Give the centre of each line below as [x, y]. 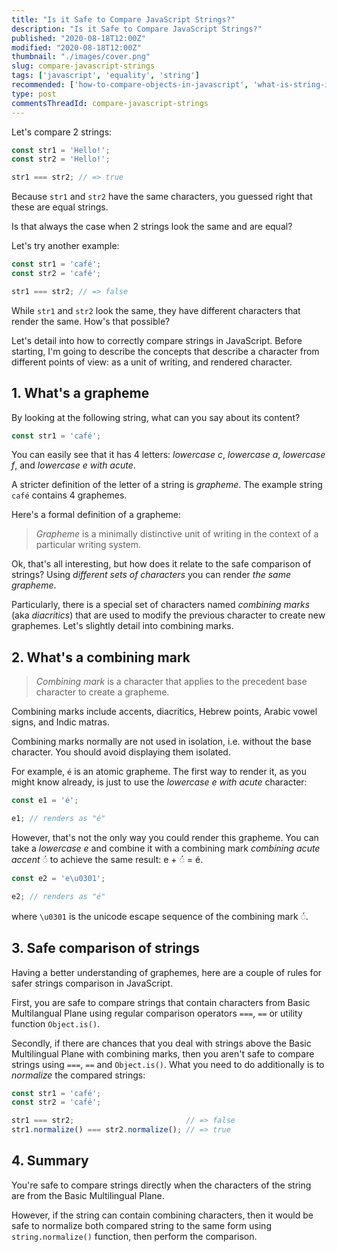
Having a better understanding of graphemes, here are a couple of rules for [167, 972]
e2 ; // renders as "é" [58, 896]
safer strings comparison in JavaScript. [92, 983]
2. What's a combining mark [101, 657]
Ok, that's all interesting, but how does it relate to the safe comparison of [161, 564]
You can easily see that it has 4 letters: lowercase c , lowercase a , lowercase [168, 455]
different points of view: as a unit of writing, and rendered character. [152, 362]
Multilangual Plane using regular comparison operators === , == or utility [157, 1013]
